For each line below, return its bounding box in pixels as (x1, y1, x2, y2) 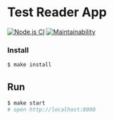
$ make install (7, 61, 52, 68)
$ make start (7, 100, 46, 107)
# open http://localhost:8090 (7, 106, 96, 113)
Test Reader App (7, 4, 107, 20)
